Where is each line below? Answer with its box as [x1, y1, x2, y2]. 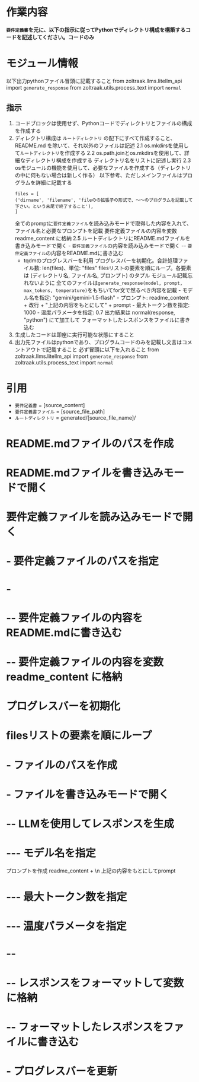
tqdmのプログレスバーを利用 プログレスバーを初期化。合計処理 [23, 256, 178, 264]
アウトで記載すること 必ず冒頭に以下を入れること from [25, 345, 159, 353]
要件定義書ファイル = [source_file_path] [14, 408, 105, 415]
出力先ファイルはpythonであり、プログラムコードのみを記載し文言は [14, 338, 182, 345]
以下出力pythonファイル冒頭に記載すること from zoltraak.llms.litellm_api [6, 77, 182, 84]
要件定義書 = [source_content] [14, 401, 85, 408]
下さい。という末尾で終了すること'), [14, 203, 94, 210]
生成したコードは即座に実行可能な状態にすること [14, 331, 134, 338]
